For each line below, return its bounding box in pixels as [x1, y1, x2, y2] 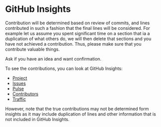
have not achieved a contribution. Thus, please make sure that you [5, 41, 142, 47]
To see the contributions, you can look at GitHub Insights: [5, 65, 123, 71]
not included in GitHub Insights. [5, 116, 70, 122]
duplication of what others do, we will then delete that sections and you [5, 36, 152, 42]
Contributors [12, 91, 39, 97]
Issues [12, 80, 26, 86]
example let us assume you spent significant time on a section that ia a [5, 30, 150, 36]
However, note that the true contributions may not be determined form [5, 106, 149, 112]
